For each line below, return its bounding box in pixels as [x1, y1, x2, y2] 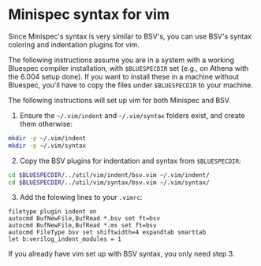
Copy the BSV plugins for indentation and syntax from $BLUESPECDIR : [19, 156, 242, 165]
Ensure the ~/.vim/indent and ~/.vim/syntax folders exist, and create [19, 110, 246, 120]
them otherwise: [19, 119, 73, 128]
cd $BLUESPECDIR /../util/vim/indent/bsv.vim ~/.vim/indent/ [8, 171, 211, 179]
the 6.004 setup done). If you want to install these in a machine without [8, 72, 240, 81]
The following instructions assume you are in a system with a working [8, 55, 235, 65]
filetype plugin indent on [8, 208, 97, 216]
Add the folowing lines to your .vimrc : [19, 193, 143, 202]
